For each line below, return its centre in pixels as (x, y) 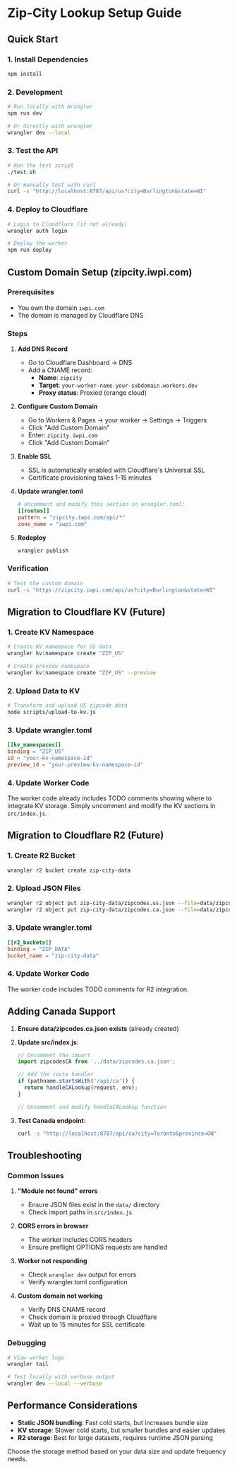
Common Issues (36, 1175)
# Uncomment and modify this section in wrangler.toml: (101, 505)
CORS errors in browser (53, 1226)
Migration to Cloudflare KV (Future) (86, 612)
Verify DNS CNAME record (67, 1310)
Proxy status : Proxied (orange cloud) (92, 393)
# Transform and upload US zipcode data (68, 705)
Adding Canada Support (61, 1012)
